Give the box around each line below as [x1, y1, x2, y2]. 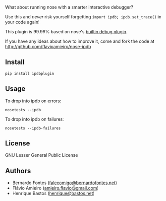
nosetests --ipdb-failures [5, 126, 61, 131]
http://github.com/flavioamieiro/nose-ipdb [5, 44, 91, 49]
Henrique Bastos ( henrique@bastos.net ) [12, 191, 95, 197]
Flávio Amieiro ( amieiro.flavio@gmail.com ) [12, 185, 99, 191]
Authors [5, 166, 31, 175]
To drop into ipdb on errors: [5, 98, 61, 104]
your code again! [5, 19, 40, 25]
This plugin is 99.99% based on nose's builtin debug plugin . [5, 29, 128, 34]
